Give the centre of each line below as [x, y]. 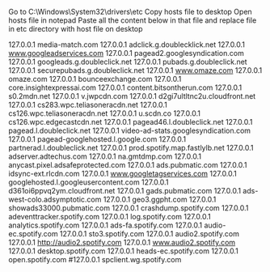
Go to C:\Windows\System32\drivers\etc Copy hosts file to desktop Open [130, 12]
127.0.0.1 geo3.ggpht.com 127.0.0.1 [160, 199]
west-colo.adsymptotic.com [55, 199]
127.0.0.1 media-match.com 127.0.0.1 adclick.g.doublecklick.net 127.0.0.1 [127, 45]
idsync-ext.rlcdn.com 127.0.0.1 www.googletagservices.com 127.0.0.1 [122, 174]
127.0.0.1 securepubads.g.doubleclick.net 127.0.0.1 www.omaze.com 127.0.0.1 [135, 70]
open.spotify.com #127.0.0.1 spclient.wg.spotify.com [95, 259]
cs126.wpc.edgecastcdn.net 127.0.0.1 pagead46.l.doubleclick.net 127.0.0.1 [131, 122]
